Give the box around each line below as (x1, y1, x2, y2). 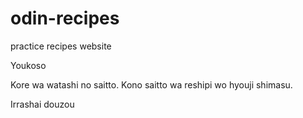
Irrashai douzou (10, 98, 75, 110)
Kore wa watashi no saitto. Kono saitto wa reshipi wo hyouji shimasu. (10, 78, 293, 91)
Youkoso (10, 59, 47, 71)
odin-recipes (10, 7, 120, 30)
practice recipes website (10, 40, 112, 52)
